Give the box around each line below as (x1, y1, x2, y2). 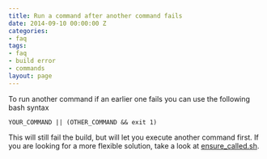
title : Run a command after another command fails (8, 11, 183, 20)
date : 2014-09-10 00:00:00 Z (8, 19, 107, 27)
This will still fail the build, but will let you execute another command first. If (8, 132, 259, 142)
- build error (8, 57, 57, 65)
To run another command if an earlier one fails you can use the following (8, 94, 251, 103)
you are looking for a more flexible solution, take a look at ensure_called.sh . (8, 140, 260, 150)
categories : (8, 27, 49, 35)
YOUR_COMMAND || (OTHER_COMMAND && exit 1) (8, 118, 158, 126)
